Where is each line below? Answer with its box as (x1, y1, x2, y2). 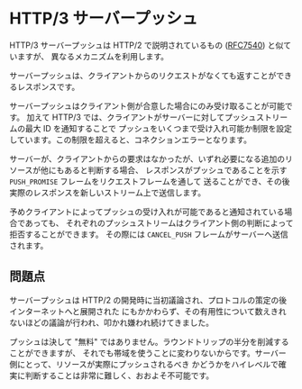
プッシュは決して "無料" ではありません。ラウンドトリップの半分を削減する (9, 336, 290, 347)
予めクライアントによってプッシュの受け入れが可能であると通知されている (9, 206, 285, 217)
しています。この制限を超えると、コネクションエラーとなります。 (9, 134, 252, 145)
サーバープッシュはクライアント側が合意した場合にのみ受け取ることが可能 (9, 100, 286, 111)
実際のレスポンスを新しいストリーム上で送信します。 (9, 186, 206, 198)
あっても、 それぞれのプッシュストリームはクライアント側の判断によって (24, 217, 294, 228)
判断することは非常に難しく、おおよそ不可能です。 (24, 370, 215, 381)
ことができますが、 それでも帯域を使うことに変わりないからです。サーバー (9, 348, 287, 358)
